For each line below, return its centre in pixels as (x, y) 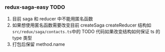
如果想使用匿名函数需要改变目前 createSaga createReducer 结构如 (81, 25)
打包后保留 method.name (38, 44)
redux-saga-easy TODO (35, 7)
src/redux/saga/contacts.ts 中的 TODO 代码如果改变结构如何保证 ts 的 (86, 32)
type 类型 (22, 38)
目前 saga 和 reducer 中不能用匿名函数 (52, 19)
